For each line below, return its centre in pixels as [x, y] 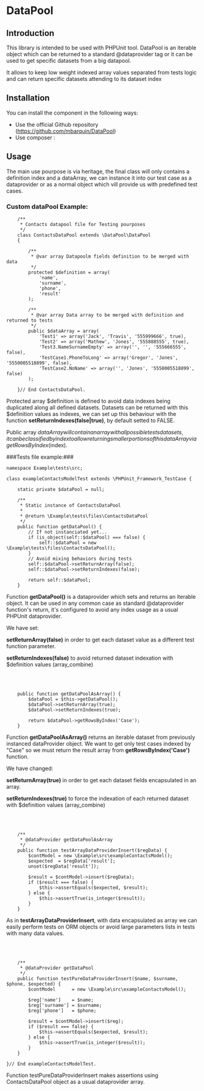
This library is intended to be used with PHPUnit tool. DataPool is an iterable [101, 48]
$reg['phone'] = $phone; [62, 1011]
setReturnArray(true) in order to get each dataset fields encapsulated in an [101, 780]
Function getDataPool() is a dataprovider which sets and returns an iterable [101, 596]
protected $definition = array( [69, 272]
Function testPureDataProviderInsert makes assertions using [82, 1075]
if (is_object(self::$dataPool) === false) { [87, 537]
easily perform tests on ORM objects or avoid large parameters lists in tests [101, 927]
